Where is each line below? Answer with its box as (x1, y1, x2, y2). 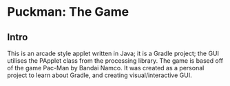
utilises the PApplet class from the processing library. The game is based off (7, 57, 224, 65)
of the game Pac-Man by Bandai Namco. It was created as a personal (7, 64, 205, 72)
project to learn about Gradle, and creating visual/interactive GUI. (7, 71, 192, 79)
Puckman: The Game (7, 4, 129, 20)
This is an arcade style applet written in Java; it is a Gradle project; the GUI (7, 49, 219, 57)
